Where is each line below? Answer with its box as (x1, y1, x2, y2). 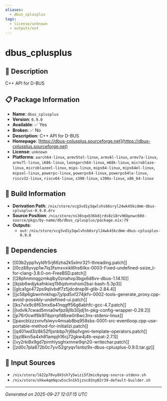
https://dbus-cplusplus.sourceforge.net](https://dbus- (39, 138, 151, 144)
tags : (5, 16, 16, 21)
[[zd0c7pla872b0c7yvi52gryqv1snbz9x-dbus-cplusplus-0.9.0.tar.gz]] (12, 344, 155, 350)
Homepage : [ (12, 138, 40, 144)
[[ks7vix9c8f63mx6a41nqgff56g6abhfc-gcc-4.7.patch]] (12, 302, 127, 308)
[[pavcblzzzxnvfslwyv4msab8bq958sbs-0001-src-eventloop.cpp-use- (12, 317, 158, 324)
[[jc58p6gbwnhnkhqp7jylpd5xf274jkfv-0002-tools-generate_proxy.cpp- (12, 291, 161, 297)
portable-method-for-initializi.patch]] (12, 323, 88, 329)
